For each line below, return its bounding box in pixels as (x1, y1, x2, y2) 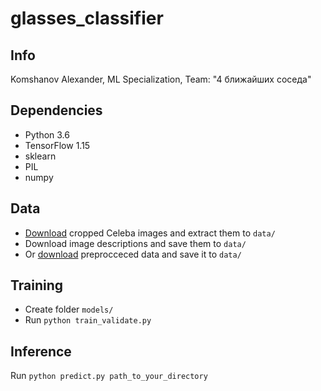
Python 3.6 (24, 128, 70, 141)
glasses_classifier (10, 7, 164, 30)
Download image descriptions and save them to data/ (24, 237, 247, 249)
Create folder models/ (24, 303, 114, 316)
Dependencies (10, 102, 103, 119)
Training (10, 277, 64, 294)
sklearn (24, 150, 57, 162)
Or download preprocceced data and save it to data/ (24, 248, 242, 260)
